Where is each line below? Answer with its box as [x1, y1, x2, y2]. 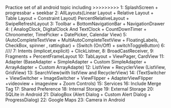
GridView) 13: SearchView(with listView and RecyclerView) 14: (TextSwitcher [5, 70, 166, 76]
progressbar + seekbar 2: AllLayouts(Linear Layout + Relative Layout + [5, 10, 154, 16]
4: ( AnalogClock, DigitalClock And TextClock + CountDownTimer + [5, 26, 147, 32]
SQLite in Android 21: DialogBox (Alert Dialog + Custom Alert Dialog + [5, 92, 151, 97]
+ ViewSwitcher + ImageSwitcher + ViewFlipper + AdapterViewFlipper [5, 75, 153, 81]
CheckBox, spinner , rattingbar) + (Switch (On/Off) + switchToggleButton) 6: [5, 42, 165, 48]
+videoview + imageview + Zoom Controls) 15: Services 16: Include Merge [5, 80, 162, 87]
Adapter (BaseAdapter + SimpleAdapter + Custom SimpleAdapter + [5, 59, 147, 64]
